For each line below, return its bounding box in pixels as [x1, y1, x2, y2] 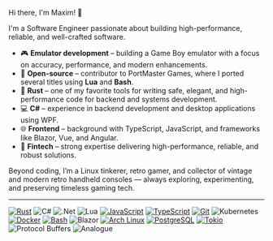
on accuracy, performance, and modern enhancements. [19, 60, 208, 69]
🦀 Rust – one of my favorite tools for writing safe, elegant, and [19, 86, 228, 95]
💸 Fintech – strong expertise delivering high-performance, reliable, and [19, 142, 259, 151]
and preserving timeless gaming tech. [8, 183, 135, 192]
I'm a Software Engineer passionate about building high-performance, [8, 24, 243, 32]
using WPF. [19, 115, 59, 125]
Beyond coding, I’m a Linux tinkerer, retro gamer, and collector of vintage [8, 166, 253, 175]
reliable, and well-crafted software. [8, 32, 126, 41]
